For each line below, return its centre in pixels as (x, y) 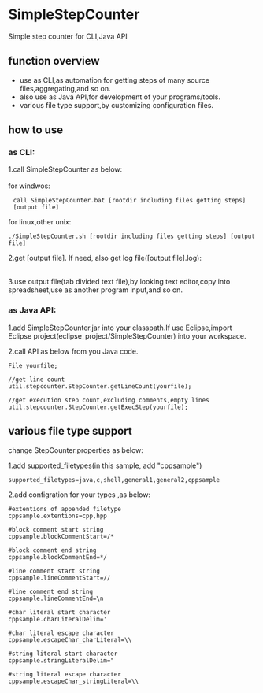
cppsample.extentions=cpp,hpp (58, 516)
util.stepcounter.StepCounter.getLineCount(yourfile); (100, 386)
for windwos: (30, 186)
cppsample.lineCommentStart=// (59, 578)
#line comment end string (50, 591)
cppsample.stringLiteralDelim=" (61, 660)
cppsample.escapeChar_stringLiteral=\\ (74, 681)
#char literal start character (59, 612)
